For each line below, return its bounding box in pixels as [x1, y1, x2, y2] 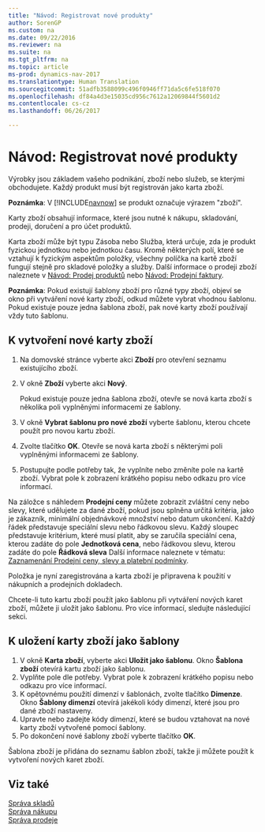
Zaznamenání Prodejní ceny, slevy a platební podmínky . [8, 555, 189, 565]
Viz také [8, 777, 50, 791]
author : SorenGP [8, 19, 62, 27]
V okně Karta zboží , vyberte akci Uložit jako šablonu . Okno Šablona [19, 655, 243, 664]
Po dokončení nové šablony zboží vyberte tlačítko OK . [19, 731, 196, 740]
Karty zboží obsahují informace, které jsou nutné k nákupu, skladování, [8, 213, 239, 222]
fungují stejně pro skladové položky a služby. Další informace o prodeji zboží [8, 262, 257, 271]
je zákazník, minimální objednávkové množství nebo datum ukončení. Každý [8, 514, 256, 523]
